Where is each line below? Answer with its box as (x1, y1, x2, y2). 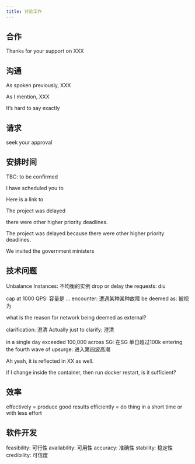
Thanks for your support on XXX (6, 47, 84, 54)
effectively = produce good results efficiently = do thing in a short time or (6, 403, 183, 410)
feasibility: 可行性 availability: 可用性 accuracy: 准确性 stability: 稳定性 (6, 444, 173, 451)
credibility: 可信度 (6, 452, 48, 459)
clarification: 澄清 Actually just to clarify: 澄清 (6, 326, 114, 333)
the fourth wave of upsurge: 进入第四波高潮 (6, 346, 111, 353)
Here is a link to (6, 195, 44, 202)
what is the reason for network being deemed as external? (6, 314, 147, 321)
